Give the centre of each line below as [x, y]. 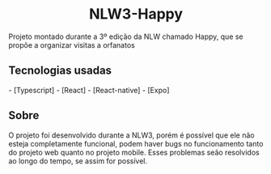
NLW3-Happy [136, 14]
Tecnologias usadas [60, 71]
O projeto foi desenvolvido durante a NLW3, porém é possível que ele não [131, 135]
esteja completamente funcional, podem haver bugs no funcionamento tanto [136, 143]
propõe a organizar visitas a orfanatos [72, 45]
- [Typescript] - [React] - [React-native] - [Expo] [89, 90]
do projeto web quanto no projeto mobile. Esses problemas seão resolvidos [134, 152]
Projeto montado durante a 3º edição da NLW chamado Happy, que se [126, 36]
